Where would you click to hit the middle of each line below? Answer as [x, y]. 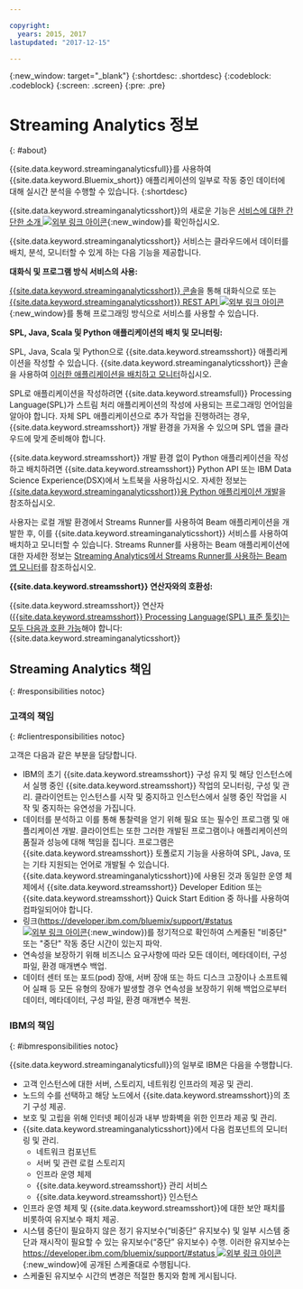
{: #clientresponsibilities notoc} [67, 737]
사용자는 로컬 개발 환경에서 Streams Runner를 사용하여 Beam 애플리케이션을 [145, 522]
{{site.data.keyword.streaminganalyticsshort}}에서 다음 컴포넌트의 [143, 1128]
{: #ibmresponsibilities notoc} [64, 1046]
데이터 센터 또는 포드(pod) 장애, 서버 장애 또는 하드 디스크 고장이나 [139, 978]
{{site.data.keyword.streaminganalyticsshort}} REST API [114, 302]
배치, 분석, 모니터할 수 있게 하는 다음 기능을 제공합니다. [105, 253]
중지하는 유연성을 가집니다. [89, 808]
